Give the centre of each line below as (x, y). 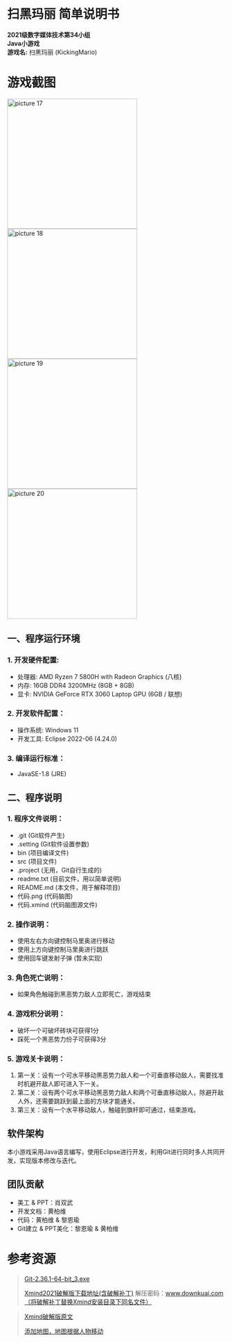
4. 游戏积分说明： (36, 1014)
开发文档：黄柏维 (42, 1211)
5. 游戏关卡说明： (36, 1058)
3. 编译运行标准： (36, 758)
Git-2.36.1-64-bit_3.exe (57, 1279)
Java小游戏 (24, 43)
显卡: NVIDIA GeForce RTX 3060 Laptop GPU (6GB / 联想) (100, 694)
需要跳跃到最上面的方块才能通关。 (90, 1101)
